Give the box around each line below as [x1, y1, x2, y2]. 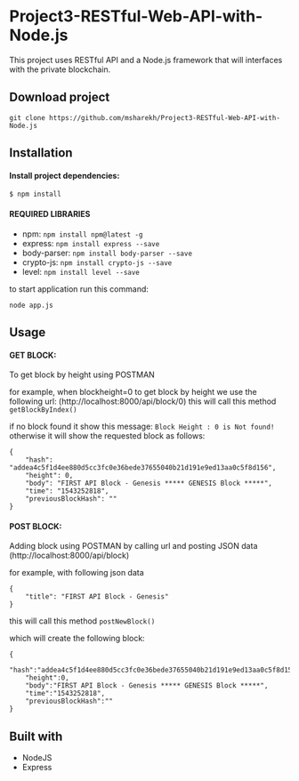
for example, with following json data [9, 568, 144, 578]
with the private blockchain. [9, 64, 111, 75]
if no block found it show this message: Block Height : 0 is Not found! [9, 421, 275, 432]
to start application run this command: [9, 283, 149, 294]
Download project [9, 90, 110, 105]
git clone [9, 113, 46, 122]
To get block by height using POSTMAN [9, 369, 156, 380]
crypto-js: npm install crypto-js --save [21, 256, 173, 268]
